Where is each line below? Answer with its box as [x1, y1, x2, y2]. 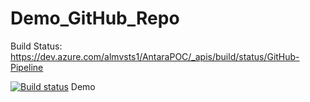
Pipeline [10, 61, 44, 73]
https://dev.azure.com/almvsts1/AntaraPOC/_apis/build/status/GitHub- [10, 50, 300, 62]
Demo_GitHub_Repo [10, 7, 180, 30]
